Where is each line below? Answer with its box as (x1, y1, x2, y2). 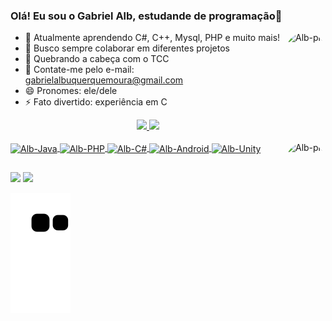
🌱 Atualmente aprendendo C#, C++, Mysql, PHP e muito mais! (24, 32, 281, 44)
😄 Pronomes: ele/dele (24, 85, 118, 97)
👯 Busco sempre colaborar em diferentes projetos (24, 42, 231, 54)
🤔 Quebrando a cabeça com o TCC (24, 53, 170, 65)
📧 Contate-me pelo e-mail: (24, 64, 135, 76)
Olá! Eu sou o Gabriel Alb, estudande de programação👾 (10, 9, 283, 23)
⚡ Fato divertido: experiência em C (24, 96, 168, 108)
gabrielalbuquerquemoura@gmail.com (24, 74, 184, 86)
